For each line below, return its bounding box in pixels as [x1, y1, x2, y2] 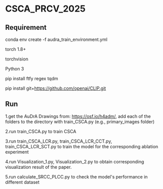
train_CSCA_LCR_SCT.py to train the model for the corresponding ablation [5, 143, 158, 149]
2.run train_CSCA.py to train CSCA [5, 128, 76, 134]
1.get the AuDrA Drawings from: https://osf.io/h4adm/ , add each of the [5, 113, 151, 119]
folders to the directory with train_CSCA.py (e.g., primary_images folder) [5, 118, 155, 124]
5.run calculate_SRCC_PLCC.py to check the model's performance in [5, 173, 148, 179]
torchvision [5, 56, 29, 62]
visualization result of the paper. [5, 164, 72, 170]
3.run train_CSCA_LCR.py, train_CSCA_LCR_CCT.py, [5, 138, 112, 144]
